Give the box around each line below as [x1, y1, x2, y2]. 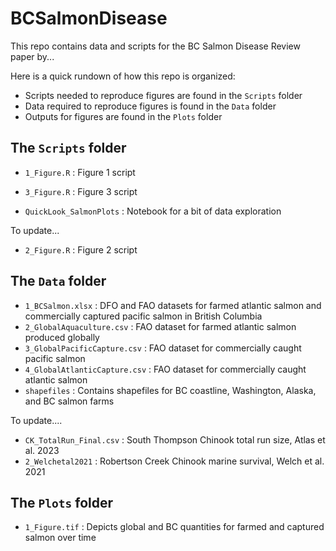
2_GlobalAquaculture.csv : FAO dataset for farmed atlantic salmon [24, 320, 297, 332]
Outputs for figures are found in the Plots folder [24, 110, 223, 122]
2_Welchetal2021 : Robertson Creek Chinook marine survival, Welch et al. [24, 455, 325, 467]
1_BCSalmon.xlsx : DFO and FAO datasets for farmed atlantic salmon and [24, 299, 322, 311]
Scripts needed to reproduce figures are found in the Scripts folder [24, 89, 303, 101]
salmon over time [24, 532, 97, 544]
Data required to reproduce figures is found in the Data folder [24, 100, 277, 112]
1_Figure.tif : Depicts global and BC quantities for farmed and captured [24, 521, 325, 533]
